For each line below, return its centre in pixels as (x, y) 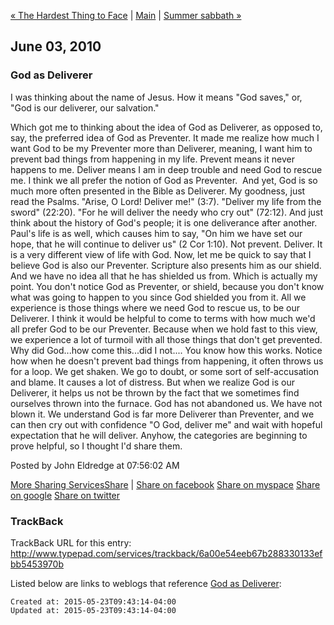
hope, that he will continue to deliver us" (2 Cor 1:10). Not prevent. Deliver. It (166, 244)
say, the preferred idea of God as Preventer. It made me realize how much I (165, 137)
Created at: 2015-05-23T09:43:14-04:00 (93, 601)
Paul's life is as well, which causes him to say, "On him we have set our (156, 233)
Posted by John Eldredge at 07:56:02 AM (95, 465)
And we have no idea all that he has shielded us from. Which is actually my (164, 276)
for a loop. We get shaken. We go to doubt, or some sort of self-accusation (165, 371)
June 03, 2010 (56, 46)
